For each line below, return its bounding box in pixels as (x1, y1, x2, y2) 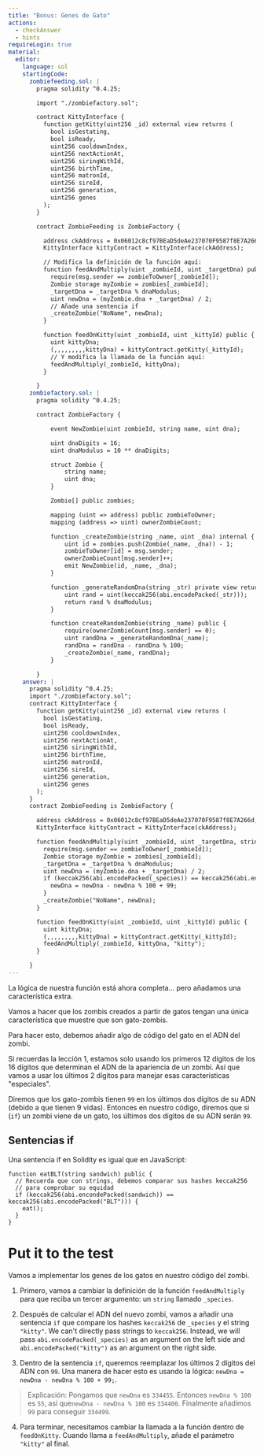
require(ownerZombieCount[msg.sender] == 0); (64, 627, 216, 635)
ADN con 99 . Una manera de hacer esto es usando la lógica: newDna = (19, 1366, 244, 1376)
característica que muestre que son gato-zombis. (8, 1015, 168, 1024)
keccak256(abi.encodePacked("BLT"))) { (8, 1198, 139, 1206)
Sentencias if (8, 1134, 75, 1147)
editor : (15, 56, 41, 64)
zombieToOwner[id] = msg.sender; (64, 547, 174, 555)
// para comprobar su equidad (15, 1184, 114, 1191)
